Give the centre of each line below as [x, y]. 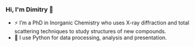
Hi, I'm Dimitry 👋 [30, 10]
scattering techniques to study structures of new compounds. [90, 32]
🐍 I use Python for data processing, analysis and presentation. [91, 37]
